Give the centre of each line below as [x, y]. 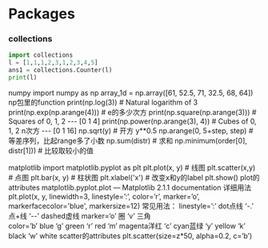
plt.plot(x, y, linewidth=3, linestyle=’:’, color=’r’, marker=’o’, [104, 196]
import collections [41, 55]
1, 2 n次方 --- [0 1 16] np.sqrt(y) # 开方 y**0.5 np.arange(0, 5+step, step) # [131, 130]
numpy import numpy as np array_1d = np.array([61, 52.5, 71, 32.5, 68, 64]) [131, 93]
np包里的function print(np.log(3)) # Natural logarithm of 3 [103, 102]
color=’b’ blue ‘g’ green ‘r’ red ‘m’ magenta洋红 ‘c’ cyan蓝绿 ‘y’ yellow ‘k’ [127, 226]
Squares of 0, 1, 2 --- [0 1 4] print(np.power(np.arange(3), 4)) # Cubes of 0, [133, 121]
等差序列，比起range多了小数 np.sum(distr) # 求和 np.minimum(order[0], [128, 140]
